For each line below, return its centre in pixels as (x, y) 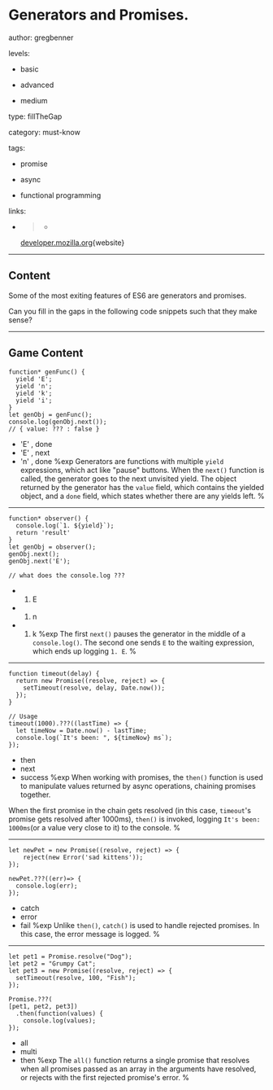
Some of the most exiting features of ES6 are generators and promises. (128, 295)
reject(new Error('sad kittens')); (83, 857)
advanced (37, 85)
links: (17, 211)
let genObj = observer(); (52, 547)
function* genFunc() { (47, 372)
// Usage (23, 716)
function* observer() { (49, 519)
